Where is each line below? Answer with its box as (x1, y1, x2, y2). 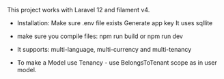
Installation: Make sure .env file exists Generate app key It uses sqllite (16, 19, 213, 27)
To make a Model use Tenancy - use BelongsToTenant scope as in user (16, 59, 217, 67)
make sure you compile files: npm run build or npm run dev (16, 32, 183, 40)
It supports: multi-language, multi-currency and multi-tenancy (16, 46, 192, 53)
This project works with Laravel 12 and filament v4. (7, 6, 150, 14)
